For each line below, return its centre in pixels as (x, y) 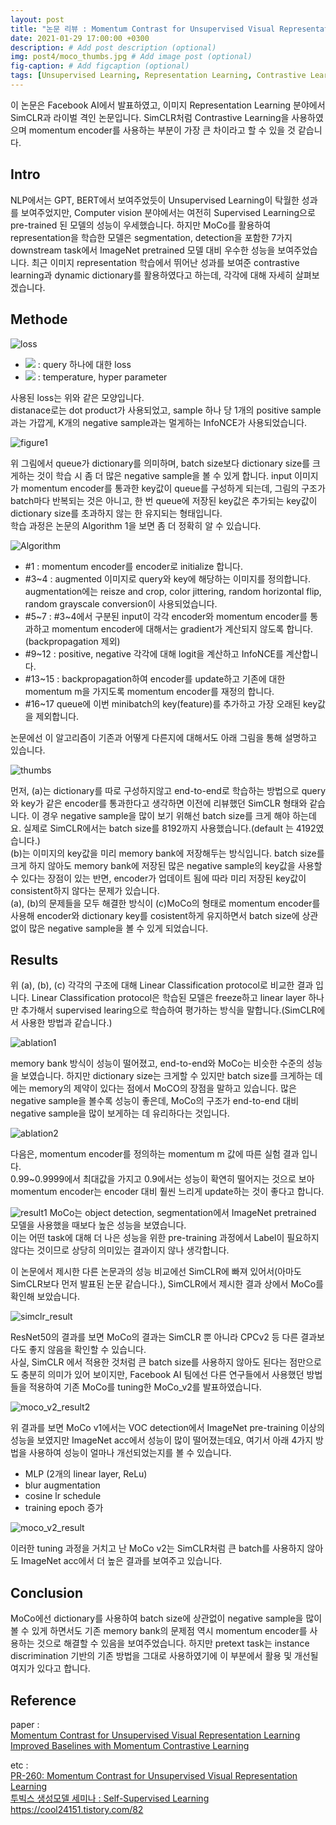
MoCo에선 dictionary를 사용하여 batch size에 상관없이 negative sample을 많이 (166, 1618)
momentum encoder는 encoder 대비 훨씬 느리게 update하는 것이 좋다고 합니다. (167, 1192)
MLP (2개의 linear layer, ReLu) (86, 1474)
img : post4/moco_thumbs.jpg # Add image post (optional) (131, 57)
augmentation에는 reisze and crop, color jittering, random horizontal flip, (173, 591)
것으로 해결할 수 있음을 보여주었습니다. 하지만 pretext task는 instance (173, 1643)
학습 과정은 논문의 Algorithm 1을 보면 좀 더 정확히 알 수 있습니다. (136, 525)
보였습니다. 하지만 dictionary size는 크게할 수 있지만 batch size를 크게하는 (166, 1076)
